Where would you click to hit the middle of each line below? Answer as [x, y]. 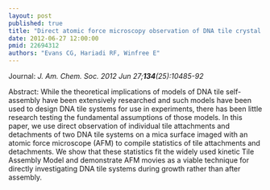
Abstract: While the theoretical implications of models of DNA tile [116, 92]
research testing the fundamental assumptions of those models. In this [126, 117]
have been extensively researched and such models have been [147, 100]
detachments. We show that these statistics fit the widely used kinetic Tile [131, 151]
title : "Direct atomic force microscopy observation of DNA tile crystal [135, 31]
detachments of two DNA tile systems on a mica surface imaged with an [128, 134]
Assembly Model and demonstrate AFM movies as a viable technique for [129, 160]
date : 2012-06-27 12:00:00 [54, 38]
